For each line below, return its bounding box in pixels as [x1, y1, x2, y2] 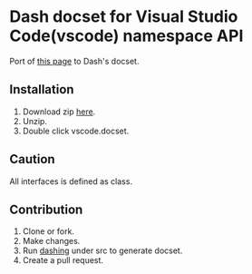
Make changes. [22, 236, 81, 247]
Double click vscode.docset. [22, 125, 130, 136]
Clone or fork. [22, 226, 75, 237]
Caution [9, 152, 56, 167]
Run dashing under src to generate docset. [22, 245, 183, 256]
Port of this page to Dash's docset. [9, 55, 140, 66]
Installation [9, 82, 74, 97]
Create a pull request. [22, 255, 104, 266]
